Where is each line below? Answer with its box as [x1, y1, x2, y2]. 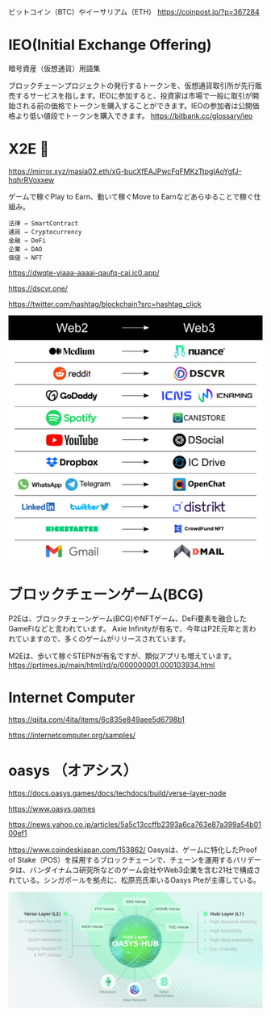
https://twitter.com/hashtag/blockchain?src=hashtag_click [8, 299, 202, 309]
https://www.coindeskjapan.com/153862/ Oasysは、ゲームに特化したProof [8, 845, 257, 854]
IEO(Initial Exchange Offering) [8, 36, 212, 54]
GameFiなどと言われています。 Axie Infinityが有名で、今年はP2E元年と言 [8, 623, 249, 633]
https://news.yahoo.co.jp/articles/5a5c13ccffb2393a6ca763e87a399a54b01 [8, 820, 262, 829]
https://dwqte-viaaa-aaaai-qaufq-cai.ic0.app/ [8, 267, 160, 277]
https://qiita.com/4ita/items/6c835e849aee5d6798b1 [8, 715, 186, 724]
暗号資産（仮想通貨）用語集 [8, 63, 101, 73]
